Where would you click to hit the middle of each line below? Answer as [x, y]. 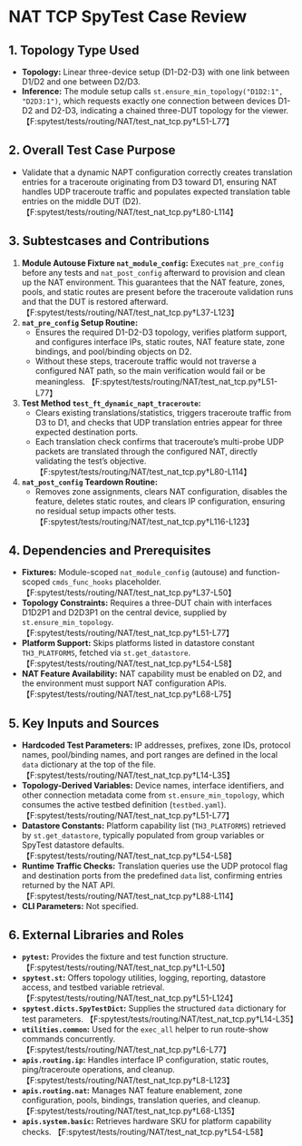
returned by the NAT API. [68, 886]
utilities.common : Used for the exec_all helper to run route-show [145, 1029]
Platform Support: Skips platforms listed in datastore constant [138, 643]
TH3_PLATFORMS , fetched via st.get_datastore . [106, 653]
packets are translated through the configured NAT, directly [146, 451]
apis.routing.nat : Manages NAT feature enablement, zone [132, 1091]
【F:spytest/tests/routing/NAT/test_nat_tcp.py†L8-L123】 [128, 1081]
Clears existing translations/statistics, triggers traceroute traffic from [163, 412]
